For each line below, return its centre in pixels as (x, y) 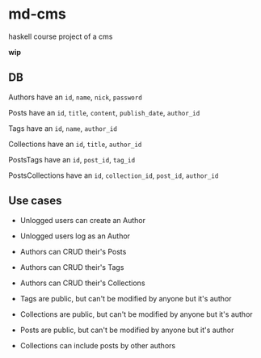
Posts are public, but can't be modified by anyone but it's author (127, 330)
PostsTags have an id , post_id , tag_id (72, 159)
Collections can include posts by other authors (98, 345)
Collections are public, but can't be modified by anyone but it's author (136, 314)
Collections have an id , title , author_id (75, 144)
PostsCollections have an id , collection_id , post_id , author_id (114, 175)
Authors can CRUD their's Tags (72, 267)
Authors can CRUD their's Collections (82, 283)
